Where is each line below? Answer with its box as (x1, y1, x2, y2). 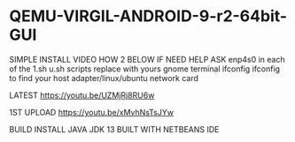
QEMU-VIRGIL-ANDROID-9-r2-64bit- (9, 6, 288, 26)
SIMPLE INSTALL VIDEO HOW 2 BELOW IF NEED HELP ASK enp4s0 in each (9, 54, 285, 64)
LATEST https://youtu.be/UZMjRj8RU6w (9, 90, 155, 101)
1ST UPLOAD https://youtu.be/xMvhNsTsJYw (9, 107, 175, 117)
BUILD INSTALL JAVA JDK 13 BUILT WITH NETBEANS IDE (9, 123, 220, 134)
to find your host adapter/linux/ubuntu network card (9, 72, 199, 83)
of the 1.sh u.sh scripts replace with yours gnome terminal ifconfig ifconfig (9, 64, 281, 74)
